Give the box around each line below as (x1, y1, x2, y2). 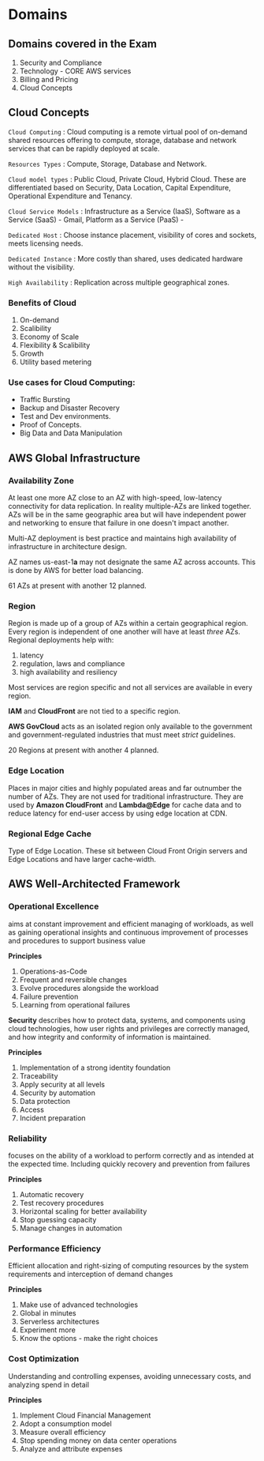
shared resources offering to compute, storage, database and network (8, 135, 237, 145)
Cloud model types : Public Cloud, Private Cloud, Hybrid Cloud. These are (8, 174, 247, 183)
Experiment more (19, 1325, 76, 1335)
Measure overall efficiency (19, 1427, 106, 1437)
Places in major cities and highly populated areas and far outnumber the (8, 783, 242, 793)
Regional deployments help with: (8, 635, 114, 645)
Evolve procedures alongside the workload (19, 983, 159, 992)
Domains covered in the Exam (8, 37, 158, 51)
